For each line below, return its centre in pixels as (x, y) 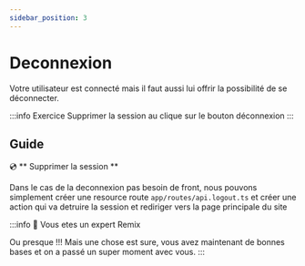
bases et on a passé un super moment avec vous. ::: (107, 252)
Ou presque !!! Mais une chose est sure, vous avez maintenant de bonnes (147, 242)
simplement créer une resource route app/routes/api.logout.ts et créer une (153, 198)
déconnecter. (34, 97)
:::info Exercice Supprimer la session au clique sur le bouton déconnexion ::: (152, 116)
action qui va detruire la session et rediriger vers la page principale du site (148, 207)
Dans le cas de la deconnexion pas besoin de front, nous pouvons (133, 188)
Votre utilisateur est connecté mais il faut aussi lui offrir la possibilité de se (148, 88)
